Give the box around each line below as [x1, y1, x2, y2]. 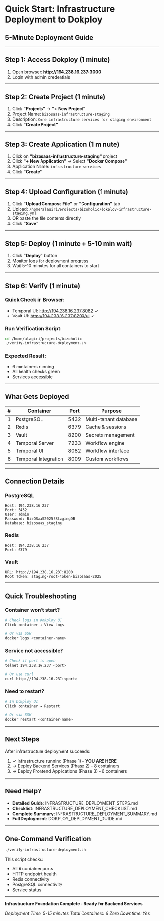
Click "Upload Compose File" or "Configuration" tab [12, 201, 121, 207]
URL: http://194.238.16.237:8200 [5, 570, 73, 575]
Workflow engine [85, 439, 125, 446]
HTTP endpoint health [12, 871, 57, 877]
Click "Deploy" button [12, 253, 58, 259]
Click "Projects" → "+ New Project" [12, 105, 86, 111]
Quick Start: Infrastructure [5, 3, 115, 15]
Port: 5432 [5, 507, 27, 512]
